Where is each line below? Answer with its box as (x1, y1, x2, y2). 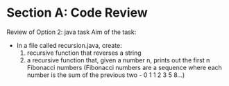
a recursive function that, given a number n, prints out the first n (26, 55, 210, 64)
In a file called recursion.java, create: (16, 41, 122, 49)
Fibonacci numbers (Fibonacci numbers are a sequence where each (26, 63, 223, 71)
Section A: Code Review (6, 5, 148, 21)
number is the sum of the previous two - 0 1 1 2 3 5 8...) (26, 71, 185, 79)
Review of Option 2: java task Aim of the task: (6, 28, 137, 36)
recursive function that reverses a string (26, 49, 142, 57)
